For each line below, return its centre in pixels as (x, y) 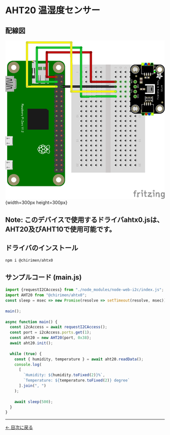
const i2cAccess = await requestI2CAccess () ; (59, 327)
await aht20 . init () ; (31, 343)
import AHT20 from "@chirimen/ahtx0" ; (46, 295)
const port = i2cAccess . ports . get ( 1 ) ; (51, 332)
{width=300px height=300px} (36, 203)
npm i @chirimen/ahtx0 (29, 261)
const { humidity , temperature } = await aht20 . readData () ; (79, 359)
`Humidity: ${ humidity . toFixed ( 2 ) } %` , (64, 375)
